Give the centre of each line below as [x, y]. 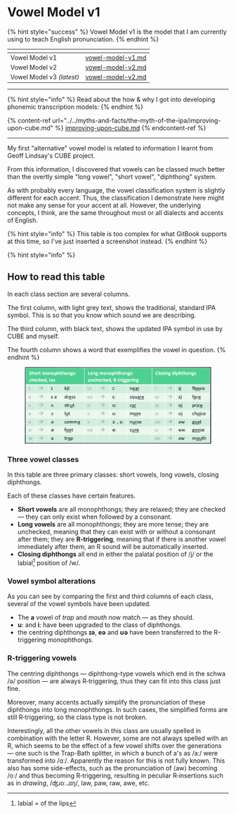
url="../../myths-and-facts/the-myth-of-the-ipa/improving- [137, 120]
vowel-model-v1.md [116, 58]
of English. [23, 220]
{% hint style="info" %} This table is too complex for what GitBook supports [117, 233]
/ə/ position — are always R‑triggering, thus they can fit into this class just [114, 681]
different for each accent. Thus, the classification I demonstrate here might [116, 198]
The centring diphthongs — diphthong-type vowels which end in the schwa [117, 673]
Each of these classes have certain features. [71, 496]
